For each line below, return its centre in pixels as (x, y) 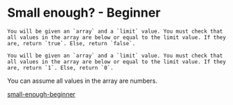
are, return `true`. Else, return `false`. (72, 43)
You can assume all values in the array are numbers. (82, 81)
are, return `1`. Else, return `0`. (60, 67)
